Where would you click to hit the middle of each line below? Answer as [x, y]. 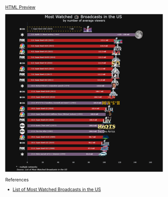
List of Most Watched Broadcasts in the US [57, 189]
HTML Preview [20, 7]
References [17, 180]
